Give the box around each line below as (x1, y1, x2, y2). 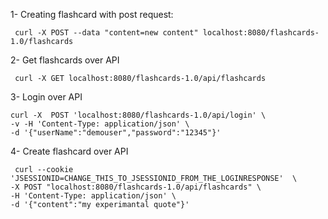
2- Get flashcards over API (10, 54, 120, 66)
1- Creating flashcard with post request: (10, 9, 174, 20)
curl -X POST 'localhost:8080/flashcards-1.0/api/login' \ (10, 110, 267, 120)
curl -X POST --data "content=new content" (14, 28, 199, 38)
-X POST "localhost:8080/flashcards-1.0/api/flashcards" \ (10, 182, 262, 192)
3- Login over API (10, 91, 83, 103)
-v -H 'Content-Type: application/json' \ (10, 119, 190, 129)
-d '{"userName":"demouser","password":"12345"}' (10, 128, 222, 138)
